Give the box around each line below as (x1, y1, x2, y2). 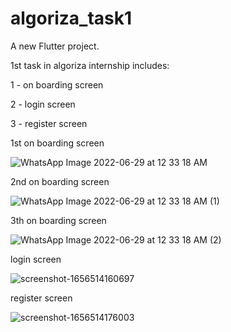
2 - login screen (10, 98, 76, 110)
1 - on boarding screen (10, 78, 104, 91)
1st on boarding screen (10, 137, 105, 149)
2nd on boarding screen (10, 175, 110, 187)
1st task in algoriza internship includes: (10, 59, 170, 71)
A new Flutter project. (10, 40, 100, 52)
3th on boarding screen (10, 214, 107, 226)
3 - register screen (10, 117, 88, 129)
